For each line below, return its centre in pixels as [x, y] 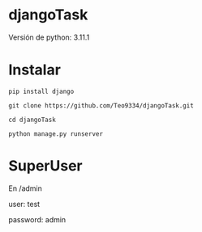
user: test [24, 204]
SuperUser [45, 166]
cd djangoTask [32, 120]
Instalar [34, 70]
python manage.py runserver [56, 134]
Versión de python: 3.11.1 [49, 37]
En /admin [26, 188]
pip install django [41, 91]
